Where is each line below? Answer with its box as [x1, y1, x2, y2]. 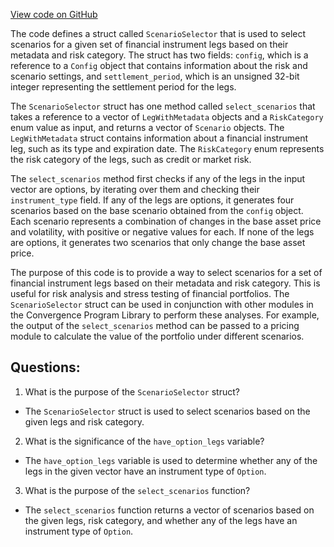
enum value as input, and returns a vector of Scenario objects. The [10, 122, 285, 133]
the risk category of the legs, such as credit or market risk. [10, 154, 252, 165]
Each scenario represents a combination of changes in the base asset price [10, 215, 322, 227]
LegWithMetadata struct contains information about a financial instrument [10, 132, 308, 144]
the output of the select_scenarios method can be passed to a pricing [10, 320, 300, 331]
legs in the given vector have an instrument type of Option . [24, 465, 267, 477]
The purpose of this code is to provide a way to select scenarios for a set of [10, 267, 323, 278]
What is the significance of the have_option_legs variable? [24, 435, 265, 447]
